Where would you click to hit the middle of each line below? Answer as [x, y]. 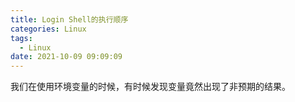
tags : [21, 38]
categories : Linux [48, 29]
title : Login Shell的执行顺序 [69, 19]
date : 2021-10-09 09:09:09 [66, 57]
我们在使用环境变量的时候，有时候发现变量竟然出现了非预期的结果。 [150, 87]
